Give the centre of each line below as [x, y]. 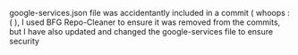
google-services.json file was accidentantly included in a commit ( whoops [148, 13]
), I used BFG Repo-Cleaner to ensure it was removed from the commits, [148, 22]
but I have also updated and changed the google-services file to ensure [141, 31]
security [25, 41]
